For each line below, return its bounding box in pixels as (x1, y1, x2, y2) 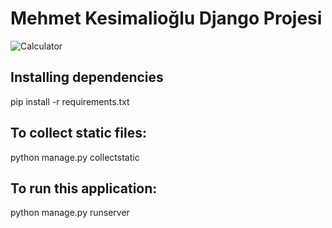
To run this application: (10, 180, 158, 197)
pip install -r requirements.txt (10, 95, 130, 107)
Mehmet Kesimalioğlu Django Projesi (10, 7, 323, 30)
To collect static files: (10, 125, 148, 142)
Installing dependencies (10, 69, 164, 86)
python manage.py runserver (10, 207, 130, 219)
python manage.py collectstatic (10, 151, 140, 163)
